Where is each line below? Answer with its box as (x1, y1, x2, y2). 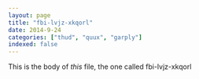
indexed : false (8, 41, 58, 48)
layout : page (8, 11, 51, 20)
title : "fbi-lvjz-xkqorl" (8, 19, 93, 27)
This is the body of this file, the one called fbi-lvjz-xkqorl (8, 62, 192, 71)
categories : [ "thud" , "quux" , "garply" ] (8, 33, 143, 41)
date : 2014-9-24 (8, 26, 61, 34)
